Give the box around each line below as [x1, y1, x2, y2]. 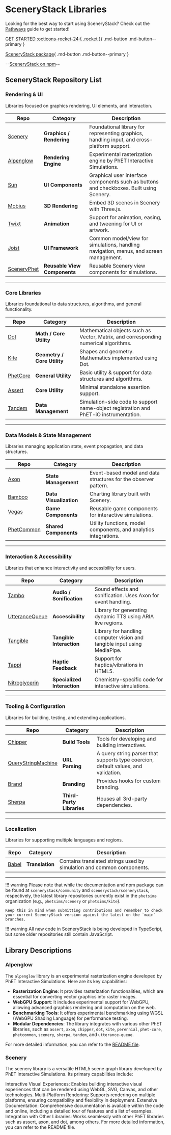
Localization [5, 825, 37, 832]
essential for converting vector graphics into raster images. [12, 993, 137, 999]
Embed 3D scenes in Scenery [89, 199, 160, 206]
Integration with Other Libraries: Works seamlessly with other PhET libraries [5, 1114, 164, 1120]
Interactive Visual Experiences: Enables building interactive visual [5, 1081, 142, 1087]
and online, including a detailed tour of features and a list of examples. [5, 1108, 153, 1114]
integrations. [90, 533, 120, 540]
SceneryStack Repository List [5, 75, 102, 85]
